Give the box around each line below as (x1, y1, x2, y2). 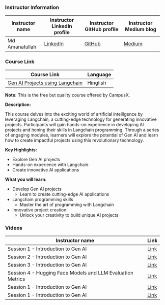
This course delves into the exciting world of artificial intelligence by (5, 111, 143, 117)
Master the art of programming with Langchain (19, 202, 114, 207)
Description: (5, 102, 31, 107)
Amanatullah (7, 43, 37, 50)
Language (87, 71, 111, 78)
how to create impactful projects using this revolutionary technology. (5, 137, 144, 143)
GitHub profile (84, 26, 119, 33)
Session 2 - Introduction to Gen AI (7, 253, 87, 260)
